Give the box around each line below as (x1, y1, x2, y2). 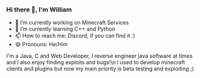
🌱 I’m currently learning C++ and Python (14, 25, 116, 32)
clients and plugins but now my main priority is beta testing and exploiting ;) (6, 65, 195, 73)
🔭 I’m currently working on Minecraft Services (14, 19, 130, 26)
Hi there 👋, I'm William (6, 5, 72, 14)
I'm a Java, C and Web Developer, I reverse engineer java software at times (6, 52, 193, 59)
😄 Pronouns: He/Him (14, 41, 68, 48)
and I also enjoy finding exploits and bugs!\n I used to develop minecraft (6, 59, 186, 66)
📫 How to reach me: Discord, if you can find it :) (14, 32, 136, 40)
